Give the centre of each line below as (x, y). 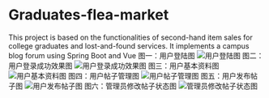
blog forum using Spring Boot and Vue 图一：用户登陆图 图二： (136, 55)
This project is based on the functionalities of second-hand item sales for (130, 37)
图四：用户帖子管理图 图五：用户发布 (159, 75)
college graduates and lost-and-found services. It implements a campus (129, 45)
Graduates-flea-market (89, 15)
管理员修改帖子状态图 (141, 86)
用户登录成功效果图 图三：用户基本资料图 (114, 66)
